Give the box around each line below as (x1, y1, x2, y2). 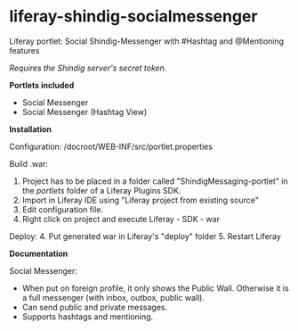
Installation (9, 123, 52, 135)
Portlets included (9, 79, 75, 90)
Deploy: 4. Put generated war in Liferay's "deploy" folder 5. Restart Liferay (9, 230, 282, 242)
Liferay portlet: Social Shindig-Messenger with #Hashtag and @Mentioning (9, 36, 285, 46)
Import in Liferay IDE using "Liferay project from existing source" (21, 194, 260, 205)
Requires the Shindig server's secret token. (9, 62, 167, 73)
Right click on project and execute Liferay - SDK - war (21, 213, 221, 224)
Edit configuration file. (21, 203, 104, 215)
